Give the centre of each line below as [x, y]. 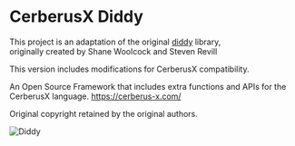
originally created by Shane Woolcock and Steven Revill [113, 51]
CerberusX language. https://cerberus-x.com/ [95, 96]
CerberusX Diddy [76, 17]
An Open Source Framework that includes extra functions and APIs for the [148, 86]
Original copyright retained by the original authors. [103, 113]
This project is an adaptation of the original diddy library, [115, 42]
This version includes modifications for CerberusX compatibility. [129, 69]
